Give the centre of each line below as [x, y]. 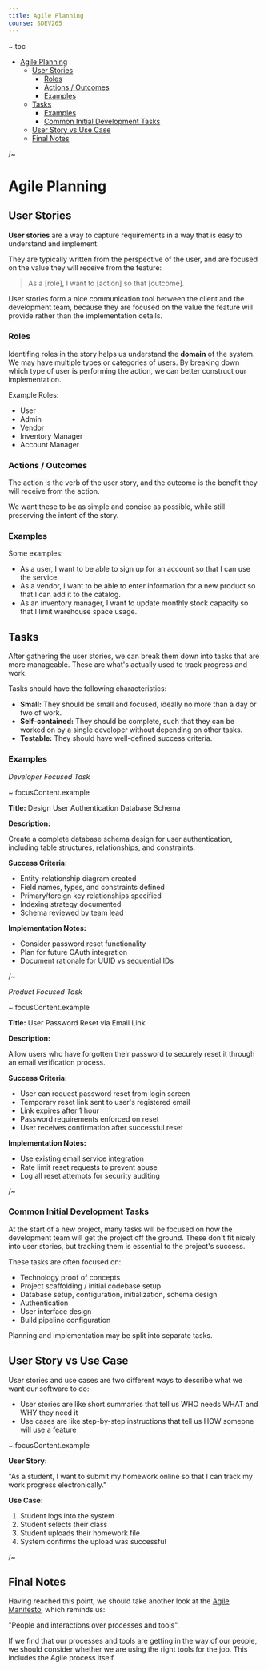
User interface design [56, 1311]
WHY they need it [49, 1413]
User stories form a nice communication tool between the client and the [126, 298]
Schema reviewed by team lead [72, 912]
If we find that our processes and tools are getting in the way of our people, [133, 1641]
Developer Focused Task [49, 776]
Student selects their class [64, 1524]
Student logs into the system [67, 1515]
